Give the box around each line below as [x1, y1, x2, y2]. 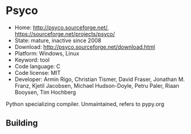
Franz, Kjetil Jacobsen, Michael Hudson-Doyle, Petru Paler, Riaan [14, 82, 179, 89]
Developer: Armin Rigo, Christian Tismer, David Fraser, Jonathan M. [14, 76, 185, 83]
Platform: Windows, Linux [14, 49, 80, 57]
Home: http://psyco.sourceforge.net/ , [14, 24, 109, 31]
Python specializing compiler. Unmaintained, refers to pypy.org [6, 100, 165, 107]
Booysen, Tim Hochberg [14, 88, 77, 96]
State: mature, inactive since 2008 [14, 37, 102, 44]
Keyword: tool [14, 56, 50, 63]
